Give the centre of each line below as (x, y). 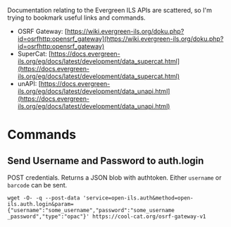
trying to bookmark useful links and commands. (76, 18)
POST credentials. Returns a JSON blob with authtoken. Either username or (114, 178)
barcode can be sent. (37, 185)
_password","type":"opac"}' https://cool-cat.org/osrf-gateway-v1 (107, 216)
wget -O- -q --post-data (44, 198)
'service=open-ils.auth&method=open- (138, 198)
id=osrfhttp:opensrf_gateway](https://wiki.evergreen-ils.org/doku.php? (120, 39)
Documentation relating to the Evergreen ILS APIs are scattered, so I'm (110, 10)
